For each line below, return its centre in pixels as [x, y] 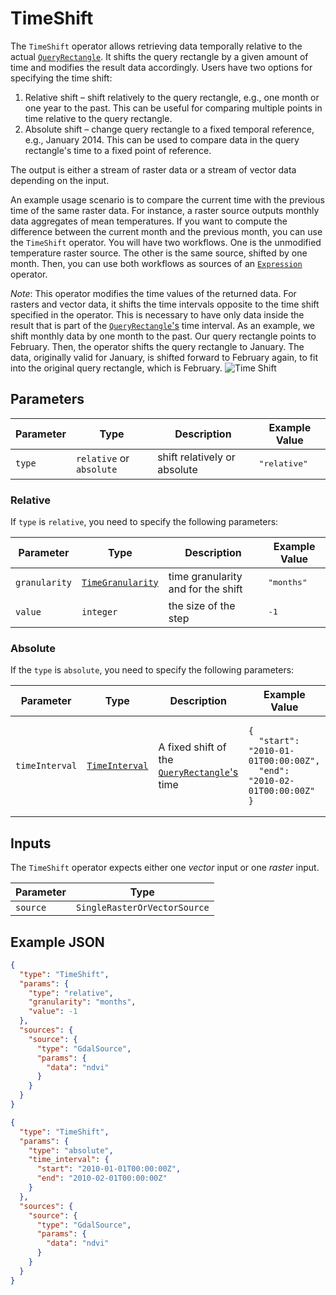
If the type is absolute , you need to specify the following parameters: [152, 670]
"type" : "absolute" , [71, 1150]
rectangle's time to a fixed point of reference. [118, 150]
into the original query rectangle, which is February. [116, 368]
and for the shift [205, 589]
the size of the [202, 605]
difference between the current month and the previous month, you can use [166, 231]
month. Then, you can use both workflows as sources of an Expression [156, 263]
